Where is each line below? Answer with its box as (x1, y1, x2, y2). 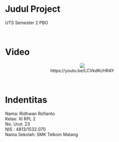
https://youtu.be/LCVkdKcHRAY (50, 67, 115, 73)
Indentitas (5, 94, 48, 106)
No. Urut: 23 (5, 121, 30, 127)
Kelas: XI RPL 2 (5, 115, 36, 121)
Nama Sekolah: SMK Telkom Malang (5, 131, 78, 137)
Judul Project (5, 3, 61, 15)
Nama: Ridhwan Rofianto (5, 111, 55, 116)
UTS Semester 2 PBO (5, 20, 48, 26)
